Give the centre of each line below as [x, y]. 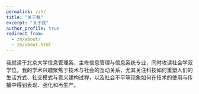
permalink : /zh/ [26, 12]
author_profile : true [33, 28]
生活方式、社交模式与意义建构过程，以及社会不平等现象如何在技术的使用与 [97, 77]
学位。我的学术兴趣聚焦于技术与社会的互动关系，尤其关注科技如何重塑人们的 [99, 70]
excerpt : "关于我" [28, 23]
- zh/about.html [31, 45]
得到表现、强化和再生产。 [47, 84]
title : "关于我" [25, 17]
